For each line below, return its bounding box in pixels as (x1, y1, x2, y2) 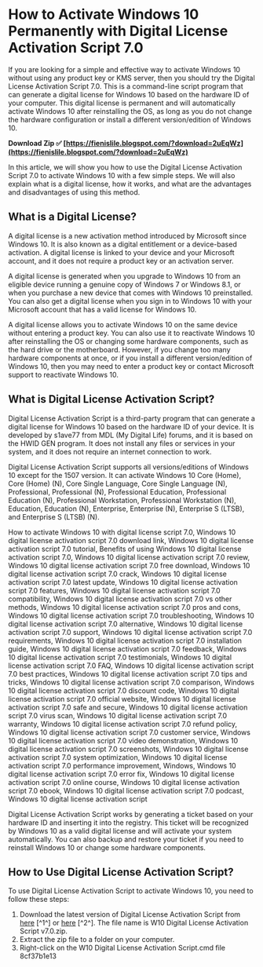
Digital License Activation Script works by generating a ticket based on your (8, 809, 254, 819)
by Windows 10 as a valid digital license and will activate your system (8, 826, 232, 835)
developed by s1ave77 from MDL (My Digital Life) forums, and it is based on (8, 430, 254, 440)
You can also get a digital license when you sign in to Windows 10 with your (8, 296, 253, 305)
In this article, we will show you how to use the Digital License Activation (8, 162, 243, 172)
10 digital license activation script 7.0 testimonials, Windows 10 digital (8, 652, 232, 662)
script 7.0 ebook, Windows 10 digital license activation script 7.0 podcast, (8, 786, 245, 795)
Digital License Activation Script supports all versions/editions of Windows (8, 462, 249, 472)
